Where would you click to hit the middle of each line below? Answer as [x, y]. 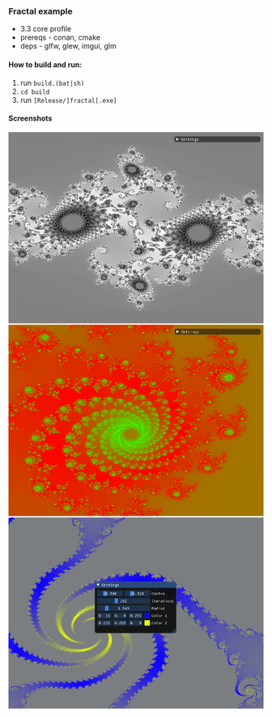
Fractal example [40, 11]
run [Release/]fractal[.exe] [68, 100]
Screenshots [30, 118]
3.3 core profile [46, 29]
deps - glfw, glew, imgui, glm [68, 46]
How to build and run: [45, 64]
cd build [35, 92]
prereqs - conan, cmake [60, 37]
